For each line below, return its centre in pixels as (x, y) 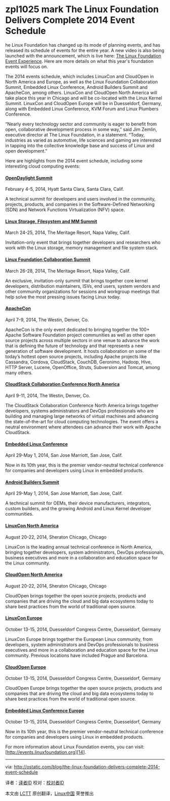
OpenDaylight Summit (29, 178)
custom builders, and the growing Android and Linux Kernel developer (78, 509)
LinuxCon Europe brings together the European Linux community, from (79, 639)
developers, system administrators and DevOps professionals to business (82, 644)
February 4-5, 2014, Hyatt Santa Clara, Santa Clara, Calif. (65, 189)
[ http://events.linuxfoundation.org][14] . (46, 752)
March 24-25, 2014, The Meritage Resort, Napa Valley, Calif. (68, 232)
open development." (26, 151)
